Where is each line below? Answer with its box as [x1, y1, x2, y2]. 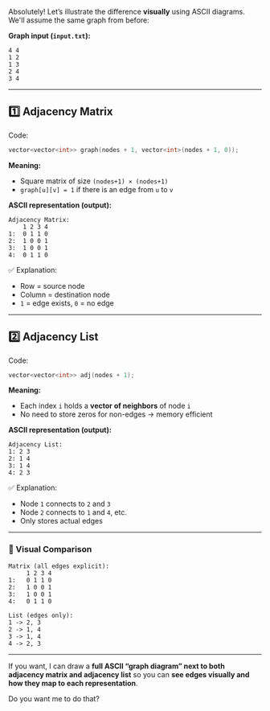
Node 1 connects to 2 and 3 [19, 499, 111, 509]
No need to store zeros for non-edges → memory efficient [19, 409, 213, 419]
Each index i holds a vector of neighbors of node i [19, 401, 191, 411]
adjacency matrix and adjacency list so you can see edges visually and [8, 669, 250, 679]
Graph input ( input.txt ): [8, 31, 91, 40]
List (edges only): [8, 611, 74, 619]
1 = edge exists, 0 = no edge [19, 298, 115, 308]
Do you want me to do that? [8, 693, 100, 703]
